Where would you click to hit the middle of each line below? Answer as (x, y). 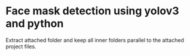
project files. (21, 46)
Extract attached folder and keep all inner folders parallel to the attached (95, 40)
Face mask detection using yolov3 (93, 11)
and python (35, 24)
